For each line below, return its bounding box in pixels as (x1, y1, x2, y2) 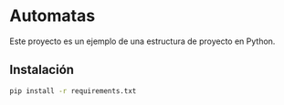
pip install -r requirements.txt (9, 86, 137, 96)
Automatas (9, 5, 96, 26)
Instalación (9, 62, 75, 78)
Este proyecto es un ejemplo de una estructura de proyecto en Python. (9, 36, 276, 47)
